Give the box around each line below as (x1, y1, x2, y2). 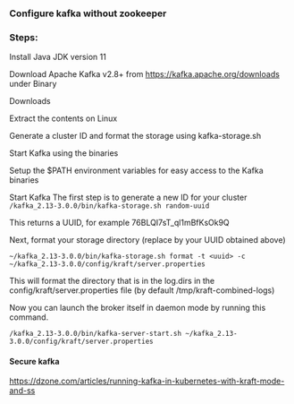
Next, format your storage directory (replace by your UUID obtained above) (9, 235, 286, 245)
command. (9, 312, 49, 322)
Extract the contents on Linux (9, 113, 118, 124)
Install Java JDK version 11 (9, 52, 107, 63)
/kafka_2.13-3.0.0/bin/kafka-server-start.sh (9, 330, 181, 339)
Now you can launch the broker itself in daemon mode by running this (9, 303, 266, 314)
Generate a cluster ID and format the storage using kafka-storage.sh (9, 131, 262, 142)
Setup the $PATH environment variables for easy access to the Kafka (9, 165, 264, 176)
